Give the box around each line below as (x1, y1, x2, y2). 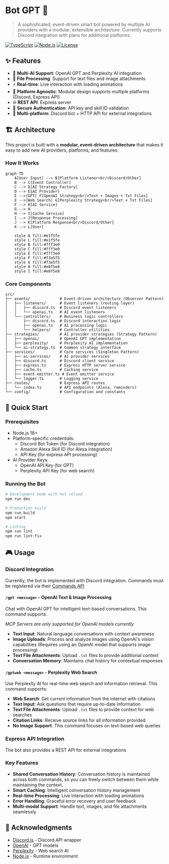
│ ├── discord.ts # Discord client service (5, 358, 114, 364)
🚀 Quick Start (5, 403, 48, 412)
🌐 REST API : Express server (12, 99, 72, 105)
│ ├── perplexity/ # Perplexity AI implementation (5, 341, 128, 346)
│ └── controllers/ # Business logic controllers (5, 314, 123, 319)
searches (12, 712, 32, 718)
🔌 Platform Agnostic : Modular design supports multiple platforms (12, 88, 150, 94)
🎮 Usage (5, 548, 35, 557)
